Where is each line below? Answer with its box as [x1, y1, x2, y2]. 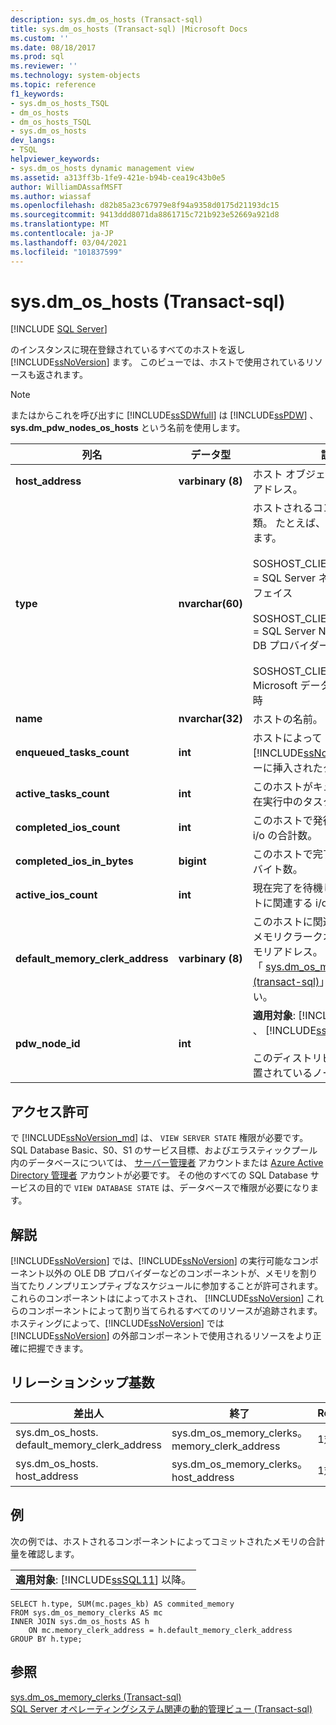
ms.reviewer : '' [10, 61, 78, 71]
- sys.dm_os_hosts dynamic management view [10, 163, 195, 173]
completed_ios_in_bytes [15, 854, 134, 868]
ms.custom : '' [10, 33, 70, 43]
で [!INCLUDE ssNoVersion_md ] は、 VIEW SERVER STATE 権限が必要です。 [10, 1132, 309, 1144]
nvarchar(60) [178, 597, 243, 611]
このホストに [252, 915, 313, 929]
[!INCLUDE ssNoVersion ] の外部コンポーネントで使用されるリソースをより [10, 1330, 313, 1342]
